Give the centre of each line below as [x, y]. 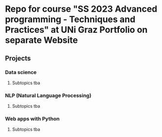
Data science [21, 72]
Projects [18, 58]
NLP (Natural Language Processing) [48, 95]
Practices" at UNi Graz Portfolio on [76, 30]
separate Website [42, 40]
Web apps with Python [32, 119]
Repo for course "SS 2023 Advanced [81, 9]
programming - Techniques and [70, 19]
